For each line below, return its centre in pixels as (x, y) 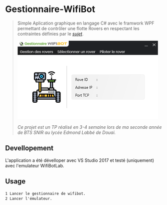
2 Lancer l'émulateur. (29, 198)
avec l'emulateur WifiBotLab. (35, 165)
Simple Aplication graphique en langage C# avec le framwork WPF (86, 23)
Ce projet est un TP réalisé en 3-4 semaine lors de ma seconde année (89, 127)
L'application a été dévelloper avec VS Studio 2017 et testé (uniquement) (80, 160)
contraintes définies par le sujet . (50, 34)
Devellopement (29, 148)
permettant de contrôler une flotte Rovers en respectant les (78, 28)
